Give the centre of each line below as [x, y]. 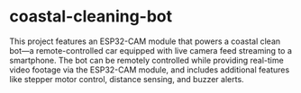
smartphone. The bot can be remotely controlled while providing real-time [146, 60]
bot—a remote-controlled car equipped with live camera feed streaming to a [151, 50]
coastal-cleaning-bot [91, 17]
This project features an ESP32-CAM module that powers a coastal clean [145, 41]
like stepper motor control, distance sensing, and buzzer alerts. [127, 79]
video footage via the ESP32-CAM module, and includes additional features [150, 70]
